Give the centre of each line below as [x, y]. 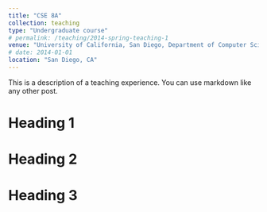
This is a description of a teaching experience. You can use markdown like [130, 82]
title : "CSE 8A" [35, 15]
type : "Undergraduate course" [58, 30]
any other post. [33, 91]
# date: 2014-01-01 [41, 52]
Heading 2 [43, 159]
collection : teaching [44, 23]
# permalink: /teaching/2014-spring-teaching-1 [89, 38]
